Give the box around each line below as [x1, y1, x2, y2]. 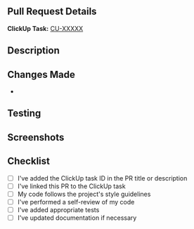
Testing [7, 107, 41, 119]
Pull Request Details [7, 6, 97, 18]
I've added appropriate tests [17, 205, 100, 214]
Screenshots [7, 131, 65, 143]
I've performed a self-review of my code [17, 197, 135, 206]
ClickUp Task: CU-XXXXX [7, 24, 84, 32]
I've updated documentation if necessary [17, 214, 137, 222]
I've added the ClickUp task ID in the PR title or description [17, 174, 188, 182]
